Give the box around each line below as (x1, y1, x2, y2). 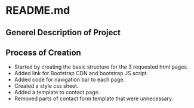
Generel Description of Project (5, 27, 121, 38)
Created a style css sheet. (14, 82, 79, 90)
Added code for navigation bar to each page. (14, 76, 125, 84)
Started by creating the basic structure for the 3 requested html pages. (14, 63, 189, 70)
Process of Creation (5, 47, 81, 57)
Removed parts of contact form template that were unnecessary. (14, 95, 174, 102)
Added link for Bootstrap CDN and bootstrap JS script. (14, 70, 149, 77)
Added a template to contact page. (14, 89, 100, 96)
